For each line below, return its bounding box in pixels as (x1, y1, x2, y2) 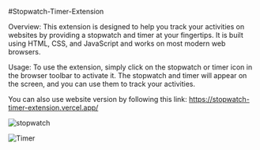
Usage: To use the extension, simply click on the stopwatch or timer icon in (8, 62, 253, 72)
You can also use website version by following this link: (8, 95, 187, 103)
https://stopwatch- (188, 95, 251, 103)
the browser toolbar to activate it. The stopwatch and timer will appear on (8, 71, 247, 80)
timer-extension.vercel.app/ (8, 103, 99, 112)
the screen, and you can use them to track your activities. (8, 79, 196, 88)
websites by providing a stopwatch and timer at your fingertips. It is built (8, 31, 243, 39)
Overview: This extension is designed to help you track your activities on (8, 22, 245, 31)
